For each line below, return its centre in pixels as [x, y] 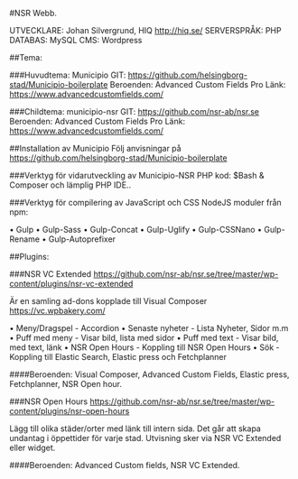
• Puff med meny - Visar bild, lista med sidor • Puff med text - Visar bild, [144, 338]
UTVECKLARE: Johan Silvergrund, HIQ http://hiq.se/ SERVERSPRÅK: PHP [145, 30]
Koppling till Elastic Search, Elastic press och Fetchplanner [118, 357]
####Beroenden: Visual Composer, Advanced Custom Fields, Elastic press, [149, 374]
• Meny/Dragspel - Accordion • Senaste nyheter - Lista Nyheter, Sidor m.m [149, 328]
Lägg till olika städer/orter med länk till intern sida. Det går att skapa [135, 428]
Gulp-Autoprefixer [82, 239]
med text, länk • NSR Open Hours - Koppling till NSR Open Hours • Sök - [144, 347]
